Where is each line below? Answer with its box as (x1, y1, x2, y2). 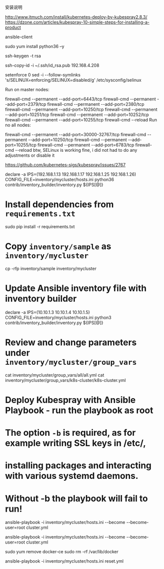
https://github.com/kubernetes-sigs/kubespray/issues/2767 (5, 162, 126, 167)
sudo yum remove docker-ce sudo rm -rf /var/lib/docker (5, 549, 118, 555)
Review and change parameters (5, 337, 137, 348)
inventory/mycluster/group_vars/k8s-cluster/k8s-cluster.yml (5, 377, 126, 383)
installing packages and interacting (5, 460, 152, 471)
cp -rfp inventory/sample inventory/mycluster (5, 265, 97, 271)
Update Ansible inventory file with (5, 283, 147, 294)
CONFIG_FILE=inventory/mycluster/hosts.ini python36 (5, 177, 114, 182)
